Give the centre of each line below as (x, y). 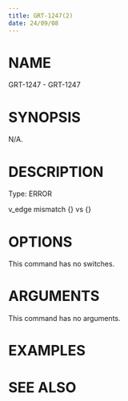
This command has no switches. (62, 264)
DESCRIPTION (56, 172)
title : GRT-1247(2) (41, 16)
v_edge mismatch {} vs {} (50, 210)
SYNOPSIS (45, 117)
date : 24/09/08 (34, 23)
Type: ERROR (30, 194)
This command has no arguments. (64, 319)
